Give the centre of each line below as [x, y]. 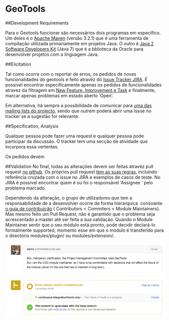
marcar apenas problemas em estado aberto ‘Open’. [59, 95]
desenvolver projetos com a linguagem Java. [52, 54]
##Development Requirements [37, 23]
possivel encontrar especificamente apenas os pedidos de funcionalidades [83, 85]
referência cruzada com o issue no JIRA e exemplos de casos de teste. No [83, 177]
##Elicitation [18, 64]
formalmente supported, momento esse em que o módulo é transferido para [85, 230]
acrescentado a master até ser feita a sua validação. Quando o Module [79, 219]
